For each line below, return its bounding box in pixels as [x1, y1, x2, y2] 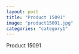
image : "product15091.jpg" [6, 20, 74, 26]
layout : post [6, 8, 39, 15]
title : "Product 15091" [6, 14, 66, 20]
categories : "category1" [6, 25, 68, 32]
